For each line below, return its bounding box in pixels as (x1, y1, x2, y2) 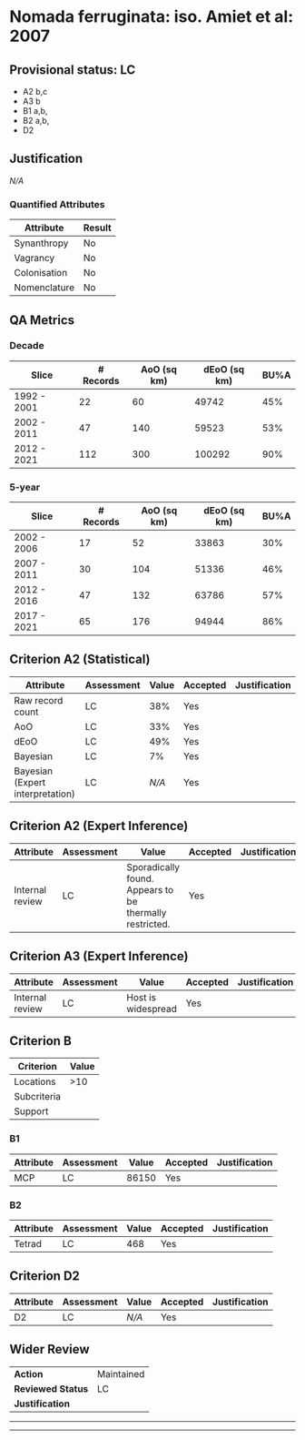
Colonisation (14, 267, 68, 279)
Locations (14, 1076, 56, 1089)
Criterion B (9, 1033, 73, 1049)
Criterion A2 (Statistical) (9, 652, 151, 667)
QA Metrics (9, 312, 75, 328)
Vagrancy (14, 252, 55, 265)
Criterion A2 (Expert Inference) (9, 818, 189, 834)
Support (14, 1105, 49, 1118)
